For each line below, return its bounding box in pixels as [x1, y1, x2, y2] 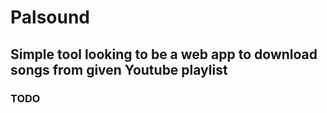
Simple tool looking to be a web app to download [10, 46, 318, 63]
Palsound [10, 6, 90, 29]
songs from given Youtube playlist [10, 61, 228, 78]
